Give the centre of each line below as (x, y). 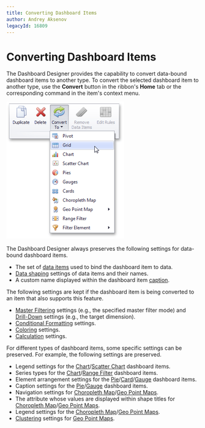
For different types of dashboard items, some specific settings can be (94, 348)
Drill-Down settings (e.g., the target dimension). (75, 317)
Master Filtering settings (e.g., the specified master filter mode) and (100, 310)
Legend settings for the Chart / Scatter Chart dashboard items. (93, 366)
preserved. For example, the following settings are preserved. (84, 355)
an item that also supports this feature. (55, 298)
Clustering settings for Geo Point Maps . (65, 418)
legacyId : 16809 (27, 26)
